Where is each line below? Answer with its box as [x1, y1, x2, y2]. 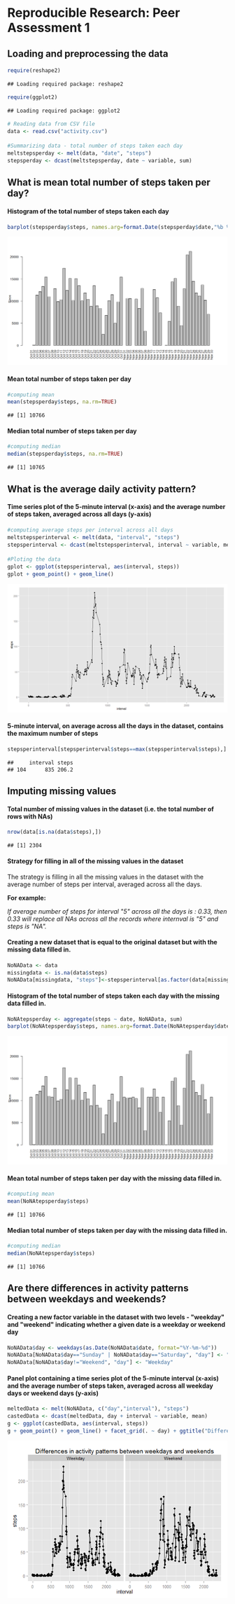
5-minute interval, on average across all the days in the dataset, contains [7, 722, 224, 730]
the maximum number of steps [7, 730, 99, 738]
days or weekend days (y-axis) [7, 1388, 99, 1397]
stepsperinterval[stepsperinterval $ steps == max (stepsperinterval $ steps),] [7, 746, 227, 753]
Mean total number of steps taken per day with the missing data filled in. [7, 1174, 222, 1183]
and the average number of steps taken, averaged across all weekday [7, 1381, 213, 1390]
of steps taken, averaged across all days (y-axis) [7, 510, 152, 519]
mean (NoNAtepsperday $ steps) [7, 1198, 90, 1205]
